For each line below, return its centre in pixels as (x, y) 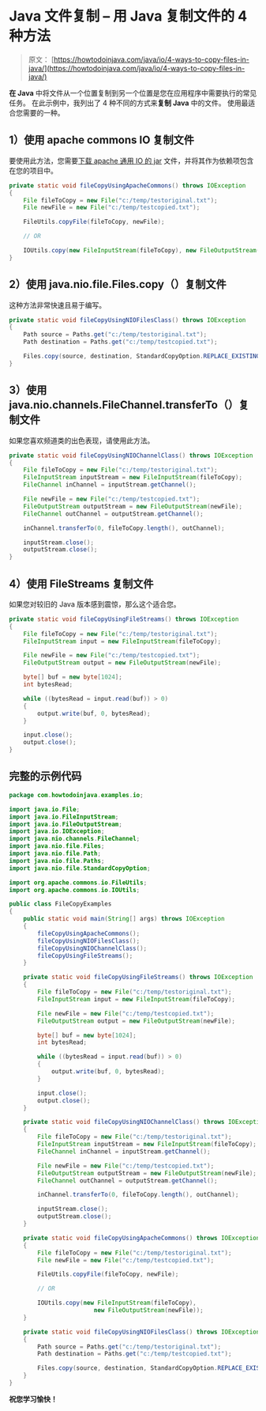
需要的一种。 (43, 112)
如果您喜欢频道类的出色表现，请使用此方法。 (82, 441)
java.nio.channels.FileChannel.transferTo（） (124, 405)
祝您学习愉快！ (33, 1399)
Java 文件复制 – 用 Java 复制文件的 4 (128, 16)
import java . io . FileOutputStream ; (66, 824)
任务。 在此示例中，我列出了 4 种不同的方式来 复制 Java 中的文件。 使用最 (129, 103)
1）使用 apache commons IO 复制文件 (102, 140)
